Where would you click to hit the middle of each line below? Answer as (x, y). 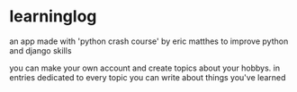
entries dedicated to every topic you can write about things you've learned (148, 77)
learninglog (53, 17)
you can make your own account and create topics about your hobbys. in (145, 68)
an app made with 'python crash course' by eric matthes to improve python (149, 41)
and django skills (40, 50)
